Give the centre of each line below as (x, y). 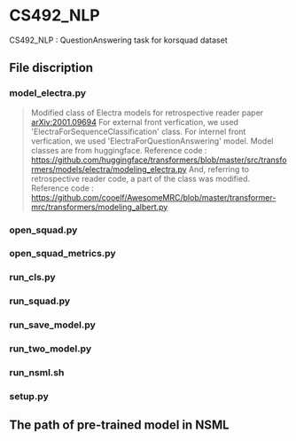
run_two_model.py (50, 349)
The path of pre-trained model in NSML (119, 425)
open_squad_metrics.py (63, 254)
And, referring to (219, 169)
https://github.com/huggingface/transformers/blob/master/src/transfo (159, 160)
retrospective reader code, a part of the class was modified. (140, 178)
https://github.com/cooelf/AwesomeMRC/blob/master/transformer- (153, 197)
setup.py (29, 396)
